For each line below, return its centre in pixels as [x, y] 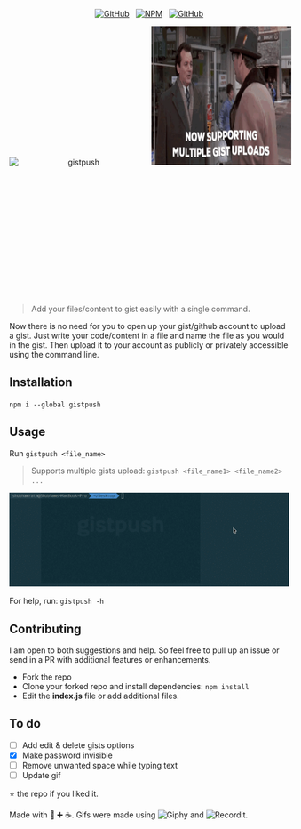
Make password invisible [67, 755]
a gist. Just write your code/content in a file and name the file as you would [147, 335]
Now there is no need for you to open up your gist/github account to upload [147, 326]
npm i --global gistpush [55, 405]
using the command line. [54, 354]
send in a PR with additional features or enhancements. [110, 660]
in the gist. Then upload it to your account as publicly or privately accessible [149, 345]
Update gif [41, 776]
